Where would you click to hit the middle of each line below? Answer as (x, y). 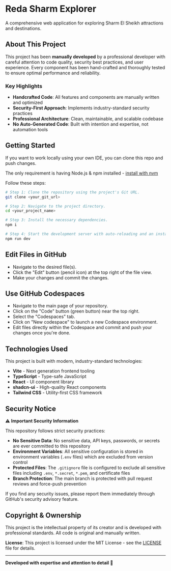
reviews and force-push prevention (49, 484)
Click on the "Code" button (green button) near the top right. (76, 311)
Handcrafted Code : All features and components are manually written (86, 97)
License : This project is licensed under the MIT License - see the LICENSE (83, 543)
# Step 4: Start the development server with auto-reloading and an (79, 234)
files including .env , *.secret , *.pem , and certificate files (71, 473)
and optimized (28, 103)
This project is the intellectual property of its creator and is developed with (83, 527)
